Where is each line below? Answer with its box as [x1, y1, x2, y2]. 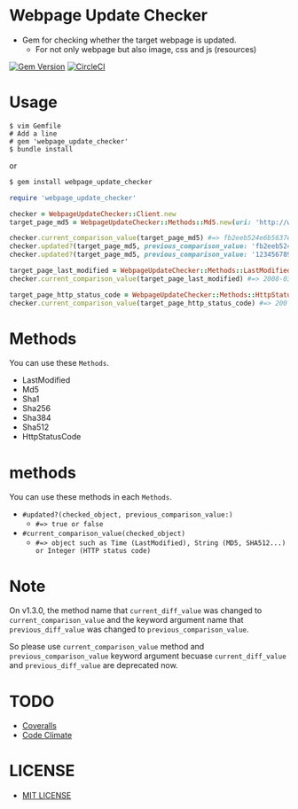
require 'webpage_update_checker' [9, 193, 137, 202]
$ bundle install [9, 144, 74, 153]
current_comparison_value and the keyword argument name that [9, 615, 244, 626]
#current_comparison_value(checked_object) [21, 529, 186, 539]
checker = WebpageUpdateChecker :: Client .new [9, 209, 176, 218]
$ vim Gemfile [9, 121, 62, 130]
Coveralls [21, 720, 58, 731]
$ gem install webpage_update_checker [9, 177, 153, 186]
